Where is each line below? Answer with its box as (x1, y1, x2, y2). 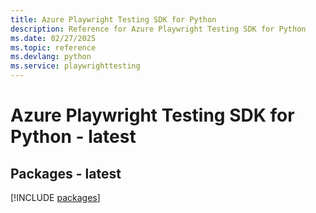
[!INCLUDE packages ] (10, 192, 101, 203)
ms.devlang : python (10, 52, 92, 62)
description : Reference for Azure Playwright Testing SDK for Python (10, 24, 307, 34)
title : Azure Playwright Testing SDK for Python (10, 14, 217, 25)
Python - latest (10, 126, 137, 148)
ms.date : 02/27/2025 (10, 33, 97, 43)
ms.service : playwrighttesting (10, 61, 141, 71)
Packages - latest (10, 165, 122, 182)
